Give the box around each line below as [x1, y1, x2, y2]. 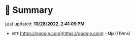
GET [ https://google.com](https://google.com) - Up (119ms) [11, 30, 131, 36]
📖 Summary [4, 4, 53, 16]
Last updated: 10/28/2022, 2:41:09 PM [4, 21, 85, 27]
